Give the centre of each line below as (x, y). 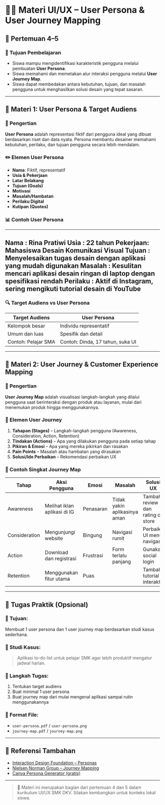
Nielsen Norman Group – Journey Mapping (55, 768)
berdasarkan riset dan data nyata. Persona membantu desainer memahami (81, 139)
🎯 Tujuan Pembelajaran (33, 53)
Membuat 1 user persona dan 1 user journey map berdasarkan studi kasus (80, 629)
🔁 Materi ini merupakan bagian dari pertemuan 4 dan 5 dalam (79, 787)
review (151, 503)
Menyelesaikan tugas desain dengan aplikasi (75, 258)
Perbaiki (152, 529)
